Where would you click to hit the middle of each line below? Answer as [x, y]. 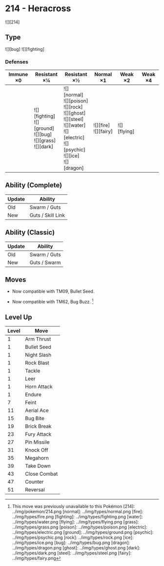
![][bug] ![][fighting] [25, 49]
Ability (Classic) [30, 232]
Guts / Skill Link [47, 215]
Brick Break [38, 426]
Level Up [19, 317]
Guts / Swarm [45, 263]
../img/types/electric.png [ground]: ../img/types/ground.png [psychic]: [83, 532]
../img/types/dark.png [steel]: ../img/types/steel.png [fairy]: [72, 553]
